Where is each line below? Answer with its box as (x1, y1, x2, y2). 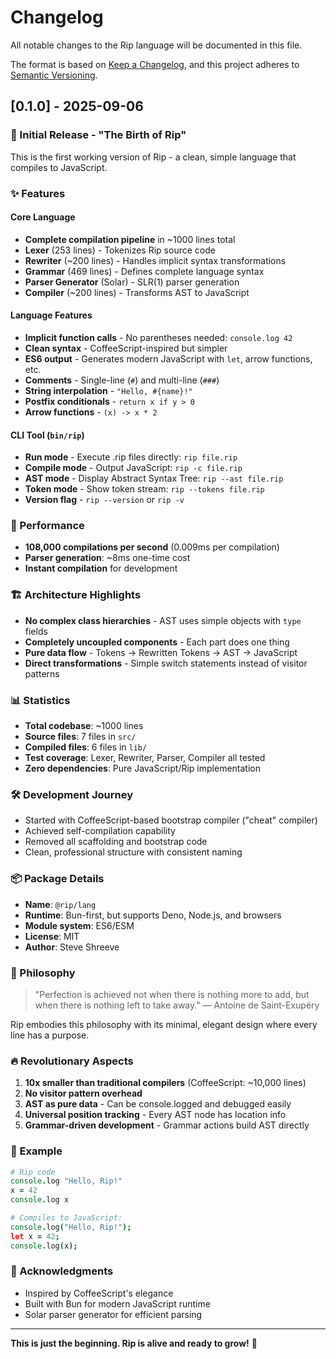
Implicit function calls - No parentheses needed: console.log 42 (24, 331, 293, 343)
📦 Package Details (10, 872, 105, 886)
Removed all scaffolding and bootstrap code (24, 836, 208, 848)
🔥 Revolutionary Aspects (10, 1054, 134, 1068)
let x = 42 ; (10, 1231, 60, 1241)
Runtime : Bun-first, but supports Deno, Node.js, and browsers (24, 909, 282, 921)
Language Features (10, 309, 93, 321)
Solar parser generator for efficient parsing (24, 1308, 203, 1320)
